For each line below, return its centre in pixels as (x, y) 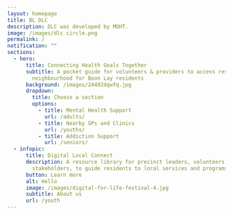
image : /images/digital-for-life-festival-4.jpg (97, 188)
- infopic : (29, 149)
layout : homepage (32, 14)
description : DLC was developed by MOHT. (68, 26)
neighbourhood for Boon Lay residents (88, 78)
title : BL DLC (28, 20)
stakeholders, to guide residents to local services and (116, 168)
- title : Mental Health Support (85, 110)
